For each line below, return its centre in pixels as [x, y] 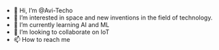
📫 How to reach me [42, 40]
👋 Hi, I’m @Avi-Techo [43, 10]
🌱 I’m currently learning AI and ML [61, 25]
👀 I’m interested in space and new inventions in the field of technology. [113, 18]
